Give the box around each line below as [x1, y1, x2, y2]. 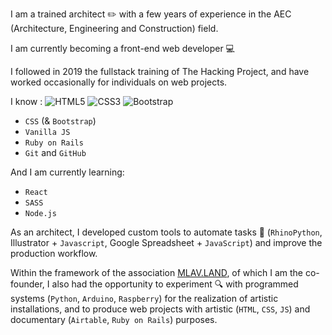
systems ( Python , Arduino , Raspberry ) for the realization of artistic [10, 293, 279, 304]
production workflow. [10, 248, 98, 259]
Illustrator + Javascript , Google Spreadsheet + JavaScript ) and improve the [10, 237, 323, 248]
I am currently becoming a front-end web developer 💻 [10, 43, 235, 54]
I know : [10, 96, 43, 107]
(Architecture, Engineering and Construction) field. [10, 23, 219, 34]
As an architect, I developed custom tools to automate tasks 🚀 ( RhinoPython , [10, 226, 323, 238]
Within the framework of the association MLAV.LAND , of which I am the [10, 267, 303, 278]
